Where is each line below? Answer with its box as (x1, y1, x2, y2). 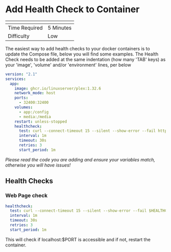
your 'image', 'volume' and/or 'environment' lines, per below (5, 62, 131, 68)
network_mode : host (14, 91, 56, 96)
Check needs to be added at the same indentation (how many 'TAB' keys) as (5, 56, 166, 62)
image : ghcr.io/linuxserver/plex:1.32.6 (14, 86, 101, 91)
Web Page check (5, 192, 48, 199)
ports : (14, 95, 28, 100)
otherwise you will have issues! (5, 162, 71, 168)
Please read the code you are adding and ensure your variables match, (5, 156, 155, 162)
